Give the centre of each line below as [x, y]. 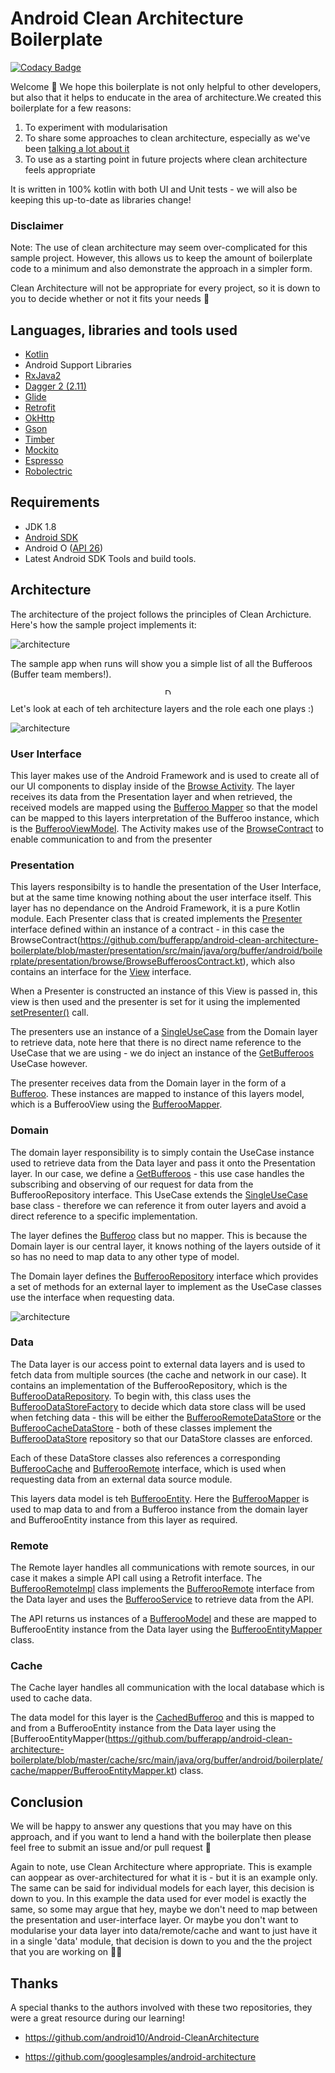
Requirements [55, 502]
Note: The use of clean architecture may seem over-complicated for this [159, 248]
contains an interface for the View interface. [101, 972]
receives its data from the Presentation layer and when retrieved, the [151, 796]
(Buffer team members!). [61, 674]
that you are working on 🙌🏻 [66, 1952]
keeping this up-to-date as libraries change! [101, 199]
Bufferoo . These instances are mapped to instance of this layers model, [157, 1094]
